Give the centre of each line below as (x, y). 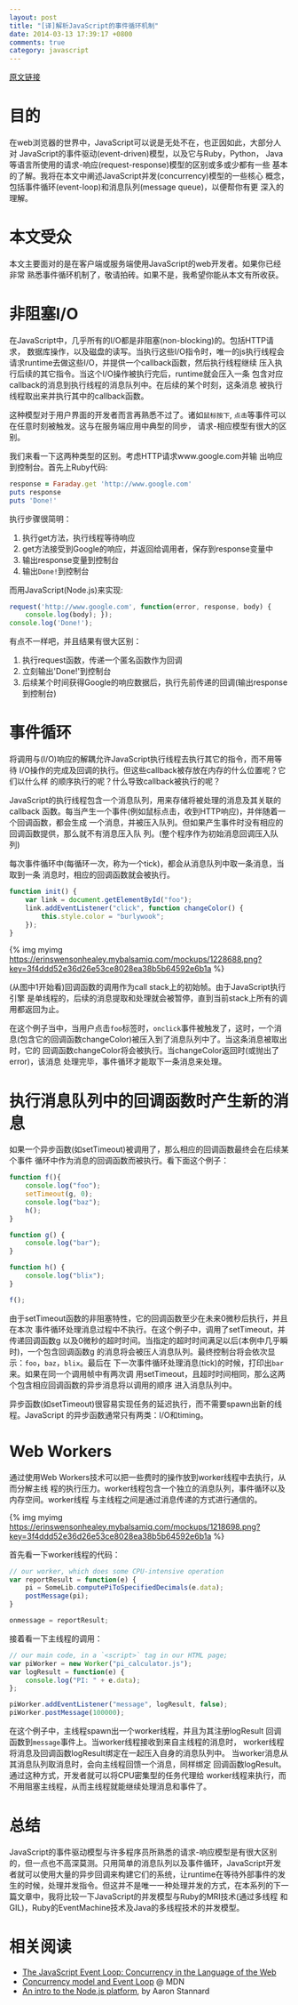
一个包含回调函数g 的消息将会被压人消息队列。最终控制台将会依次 (148, 1351)
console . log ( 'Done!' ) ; (51, 624)
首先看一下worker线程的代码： (65, 1554)
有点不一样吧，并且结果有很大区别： (75, 641)
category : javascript (49, 51)
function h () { (37, 1268)
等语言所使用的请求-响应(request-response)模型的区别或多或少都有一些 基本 (149, 165)
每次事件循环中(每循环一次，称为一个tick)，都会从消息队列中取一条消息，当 (147, 864)
